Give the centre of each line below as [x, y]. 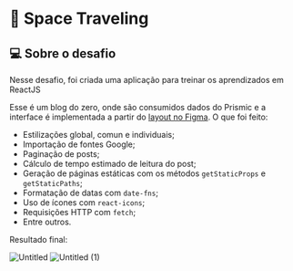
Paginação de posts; [61, 154]
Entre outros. [47, 222]
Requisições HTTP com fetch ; [79, 212]
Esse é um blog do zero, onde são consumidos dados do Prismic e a [138, 107]
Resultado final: [39, 240]
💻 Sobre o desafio [63, 53]
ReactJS [25, 89]
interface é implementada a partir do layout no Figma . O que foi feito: [139, 117]
